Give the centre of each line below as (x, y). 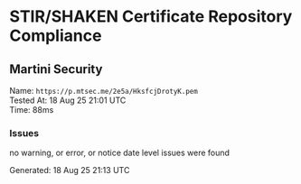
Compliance (56, 36)
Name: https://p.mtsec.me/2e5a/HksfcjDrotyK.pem (104, 91)
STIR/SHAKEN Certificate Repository (151, 17)
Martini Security (56, 69)
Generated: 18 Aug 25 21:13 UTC (70, 170)
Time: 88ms (32, 110)
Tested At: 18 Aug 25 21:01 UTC (68, 100)
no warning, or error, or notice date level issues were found (120, 153)
